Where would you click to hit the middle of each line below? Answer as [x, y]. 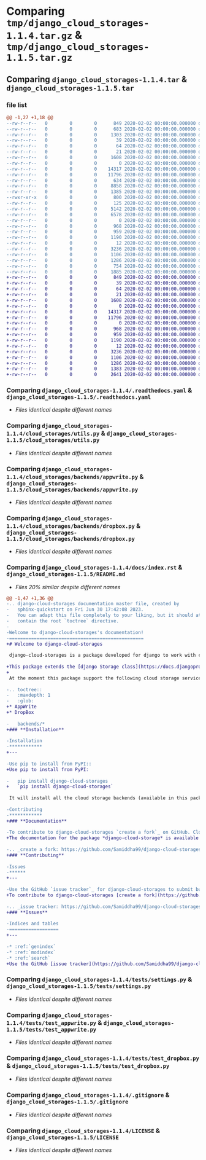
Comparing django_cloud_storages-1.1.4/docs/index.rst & [94, 568]
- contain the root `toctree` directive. [63, 621]
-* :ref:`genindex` [31, 946]
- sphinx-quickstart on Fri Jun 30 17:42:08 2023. [75, 609]
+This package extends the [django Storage [63, 667]
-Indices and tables [33, 924]
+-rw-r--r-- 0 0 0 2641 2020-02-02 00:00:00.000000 [101, 375]
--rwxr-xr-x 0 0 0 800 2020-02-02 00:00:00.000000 [101, 198]
